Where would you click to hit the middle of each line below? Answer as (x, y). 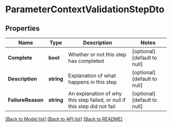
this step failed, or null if (97, 100)
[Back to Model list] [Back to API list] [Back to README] (64, 119)
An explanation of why (95, 93)
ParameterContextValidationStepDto (85, 9)
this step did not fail (92, 106)
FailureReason (26, 100)
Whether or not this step (97, 55)
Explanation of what (92, 76)
